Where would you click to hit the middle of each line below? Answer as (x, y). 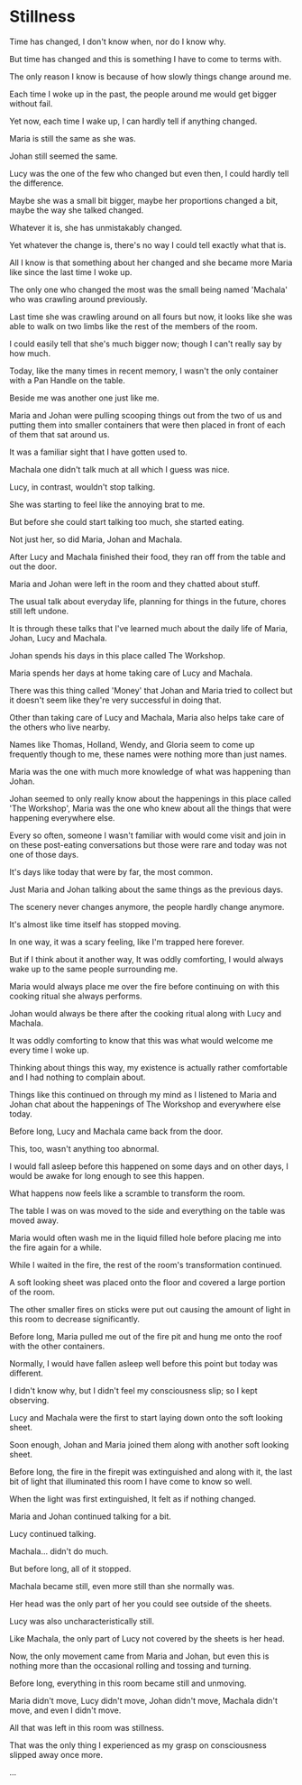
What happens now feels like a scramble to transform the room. (128, 1193)
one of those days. (44, 854)
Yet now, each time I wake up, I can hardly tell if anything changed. (133, 121)
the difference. (37, 183)
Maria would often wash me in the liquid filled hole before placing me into (146, 1238)
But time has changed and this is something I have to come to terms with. (146, 59)
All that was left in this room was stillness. (87, 1727)
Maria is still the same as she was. (73, 138)
